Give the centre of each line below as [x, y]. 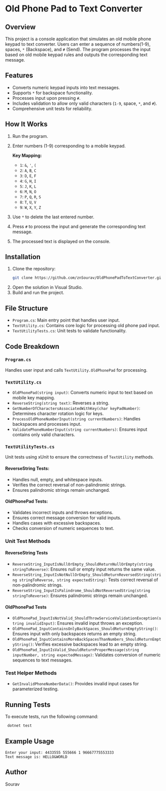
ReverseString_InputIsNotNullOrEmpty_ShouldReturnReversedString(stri [87, 575]
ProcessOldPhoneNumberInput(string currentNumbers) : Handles [76, 419]
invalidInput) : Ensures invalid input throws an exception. [84, 623]
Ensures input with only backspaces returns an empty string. [74, 634]
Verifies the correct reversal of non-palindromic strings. [69, 485]
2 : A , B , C [28, 170]
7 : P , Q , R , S [30, 197]
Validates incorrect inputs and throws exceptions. [63, 512]
